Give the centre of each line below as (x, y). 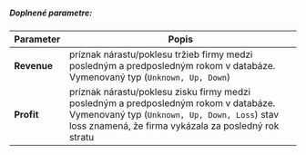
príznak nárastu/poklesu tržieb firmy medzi (161, 54)
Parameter (37, 39)
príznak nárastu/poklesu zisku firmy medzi (160, 92)
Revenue (33, 65)
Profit (26, 114)
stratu (82, 137)
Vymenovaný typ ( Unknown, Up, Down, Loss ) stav (174, 114)
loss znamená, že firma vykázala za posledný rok (174, 125)
